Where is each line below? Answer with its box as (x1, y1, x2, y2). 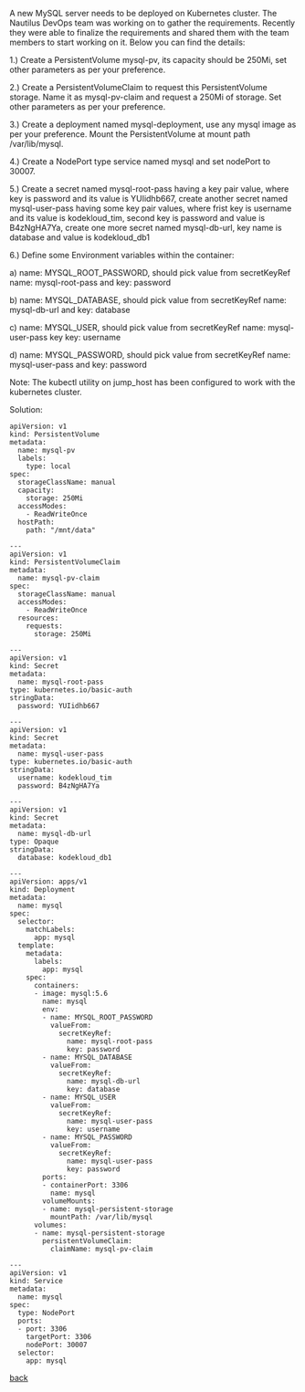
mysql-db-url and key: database (9, 305, 131, 315)
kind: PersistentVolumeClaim (9, 558, 121, 567)
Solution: (9, 404, 43, 414)
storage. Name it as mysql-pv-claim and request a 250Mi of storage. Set (9, 91, 282, 102)
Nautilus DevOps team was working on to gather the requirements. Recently (9, 17, 295, 28)
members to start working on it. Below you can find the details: (9, 37, 246, 47)
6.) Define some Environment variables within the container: (9, 250, 235, 260)
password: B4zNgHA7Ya (17, 781, 100, 790)
